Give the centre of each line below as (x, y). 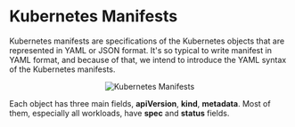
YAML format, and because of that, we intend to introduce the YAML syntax (148, 60)
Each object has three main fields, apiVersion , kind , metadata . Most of (140, 103)
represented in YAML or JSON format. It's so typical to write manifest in (140, 50)
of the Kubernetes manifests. (62, 69)
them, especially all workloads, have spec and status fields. (119, 113)
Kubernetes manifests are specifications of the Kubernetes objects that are (147, 41)
